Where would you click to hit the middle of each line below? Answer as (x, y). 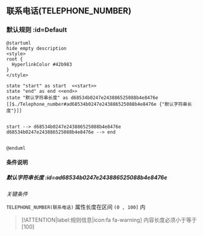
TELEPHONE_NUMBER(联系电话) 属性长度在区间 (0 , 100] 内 (76, 207)
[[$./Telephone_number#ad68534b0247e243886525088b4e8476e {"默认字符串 (97, 104)
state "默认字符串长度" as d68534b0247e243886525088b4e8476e (82, 98)
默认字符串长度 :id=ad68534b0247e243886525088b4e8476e (87, 177)
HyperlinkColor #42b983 (42, 64)
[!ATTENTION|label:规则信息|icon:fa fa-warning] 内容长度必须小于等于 (109, 220)
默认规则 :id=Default (37, 30)
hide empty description (37, 48)
